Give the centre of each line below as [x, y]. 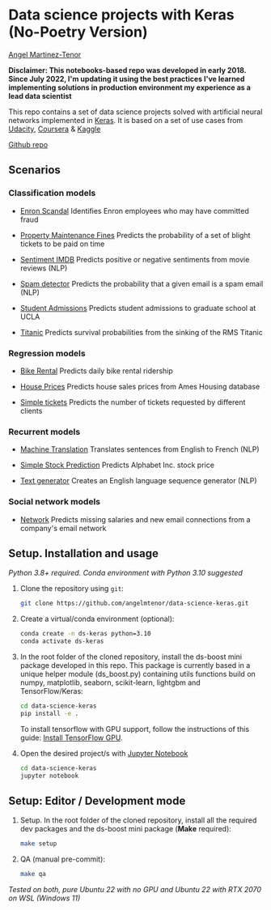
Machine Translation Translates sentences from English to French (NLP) [140, 449]
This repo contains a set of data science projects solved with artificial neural [135, 112]
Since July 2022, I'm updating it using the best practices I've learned [127, 79]
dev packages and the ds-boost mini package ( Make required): [126, 829]
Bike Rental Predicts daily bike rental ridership [97, 371]
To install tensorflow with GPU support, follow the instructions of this [134, 729]
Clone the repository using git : [72, 589]
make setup [38, 844]
